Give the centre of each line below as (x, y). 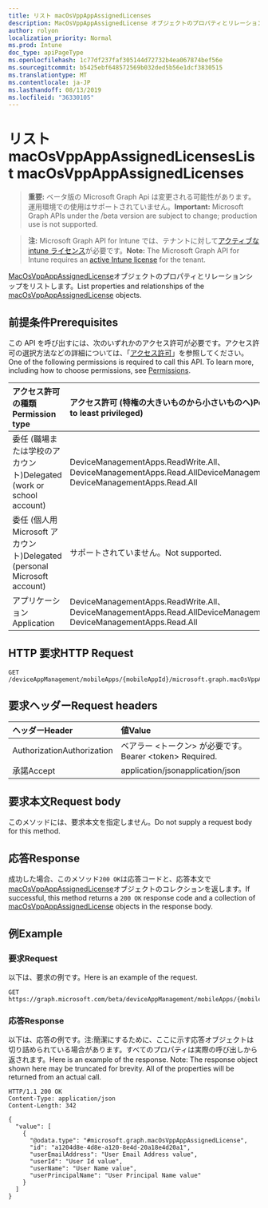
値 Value (136, 730)
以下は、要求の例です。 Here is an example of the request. (103, 977)
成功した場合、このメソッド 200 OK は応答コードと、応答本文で (110, 879)
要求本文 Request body (65, 802)
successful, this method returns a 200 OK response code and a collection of (132, 898)
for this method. (35, 831)
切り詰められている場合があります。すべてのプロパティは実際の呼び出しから (133, 1050)
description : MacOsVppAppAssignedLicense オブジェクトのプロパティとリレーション (136, 23)
